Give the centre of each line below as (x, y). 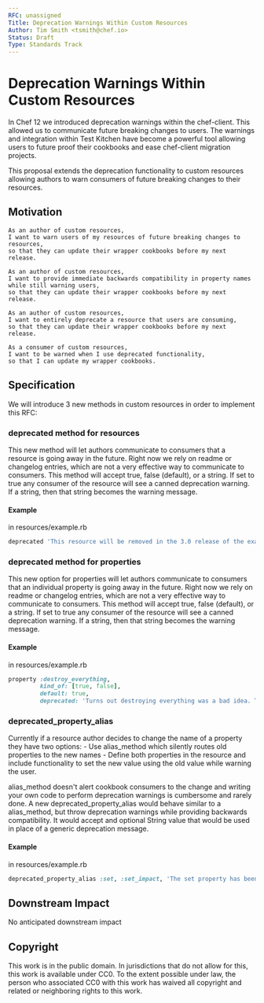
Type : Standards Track (45, 45)
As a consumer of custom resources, (68, 347)
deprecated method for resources (74, 433)
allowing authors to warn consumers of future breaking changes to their (125, 179)
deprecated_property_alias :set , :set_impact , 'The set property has (125, 879)
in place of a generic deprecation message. (79, 829)
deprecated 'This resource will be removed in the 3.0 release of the (126, 542)
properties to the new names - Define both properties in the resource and (127, 755)
